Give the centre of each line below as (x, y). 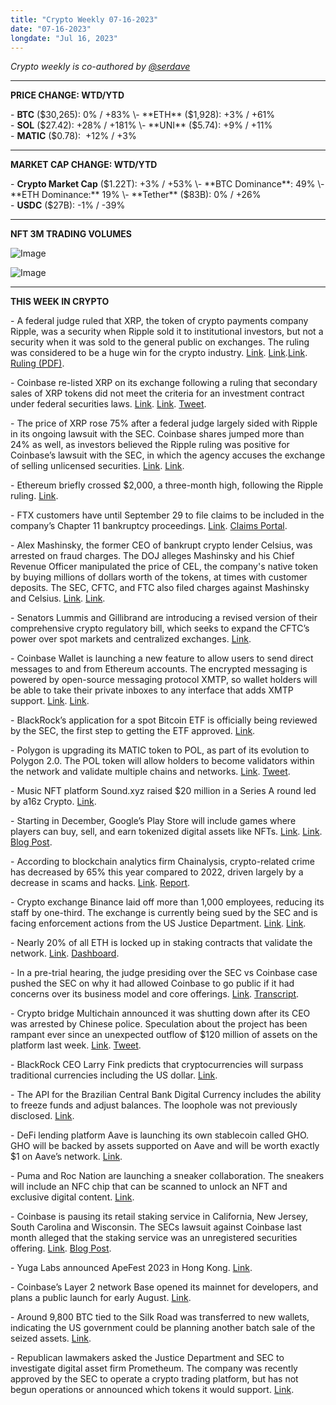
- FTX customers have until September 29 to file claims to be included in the (167, 515)
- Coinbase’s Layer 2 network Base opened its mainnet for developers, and (164, 1287)
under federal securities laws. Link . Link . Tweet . (108, 404)
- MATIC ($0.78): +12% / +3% (73, 136)
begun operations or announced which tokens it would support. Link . (152, 1390)
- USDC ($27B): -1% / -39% (68, 205)
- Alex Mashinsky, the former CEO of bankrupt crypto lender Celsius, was (161, 545)
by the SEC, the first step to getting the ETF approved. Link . (133, 731)
